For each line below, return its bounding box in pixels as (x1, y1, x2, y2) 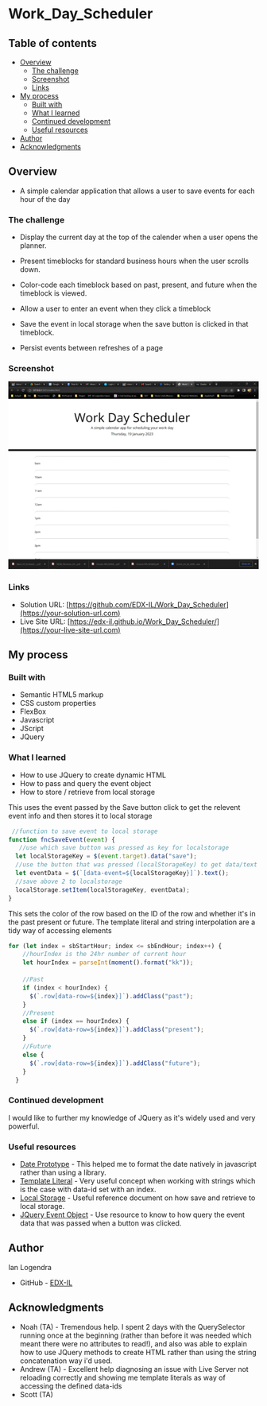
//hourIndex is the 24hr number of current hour (22, 951, 187, 959)
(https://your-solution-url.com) (19, 608, 121, 618)
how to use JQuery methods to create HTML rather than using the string (19, 1347, 257, 1357)
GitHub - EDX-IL (19, 1277, 73, 1288)
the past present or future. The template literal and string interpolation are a (8, 917, 256, 927)
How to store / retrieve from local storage (19, 787, 156, 796)
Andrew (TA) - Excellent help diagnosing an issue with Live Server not (19, 1364, 249, 1373)
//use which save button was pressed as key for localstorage (18, 844, 229, 852)
